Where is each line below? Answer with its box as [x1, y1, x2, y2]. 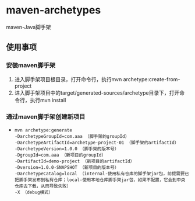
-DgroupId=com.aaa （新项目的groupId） [14, 152, 107, 158]
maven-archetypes [6, 4, 101, 17]
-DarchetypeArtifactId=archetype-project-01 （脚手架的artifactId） [14, 140, 179, 145]
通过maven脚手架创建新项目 [6, 112, 86, 120]
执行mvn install [30, 96, 66, 103]
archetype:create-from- [123, 75, 180, 82]
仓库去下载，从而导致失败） [14, 183, 72, 189]
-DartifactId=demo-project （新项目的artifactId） [14, 158, 135, 164]
